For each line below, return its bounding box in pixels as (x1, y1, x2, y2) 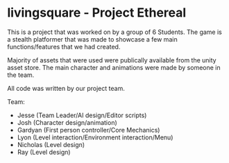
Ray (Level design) (17, 148, 71, 156)
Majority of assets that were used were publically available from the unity (7, 55, 217, 64)
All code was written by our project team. (7, 84, 125, 92)
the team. (7, 71, 35, 79)
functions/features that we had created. (7, 42, 121, 51)
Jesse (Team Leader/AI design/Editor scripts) (17, 111, 147, 119)
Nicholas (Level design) (17, 140, 85, 148)
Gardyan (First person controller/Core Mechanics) (17, 126, 160, 134)
